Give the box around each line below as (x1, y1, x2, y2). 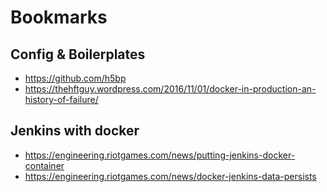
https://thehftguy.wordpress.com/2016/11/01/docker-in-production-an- (24, 83, 317, 95)
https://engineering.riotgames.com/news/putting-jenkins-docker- (24, 149, 296, 161)
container (24, 159, 65, 171)
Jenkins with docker (10, 122, 140, 140)
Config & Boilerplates (10, 46, 146, 63)
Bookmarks (10, 6, 108, 29)
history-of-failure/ (24, 94, 99, 105)
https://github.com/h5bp (24, 72, 127, 84)
